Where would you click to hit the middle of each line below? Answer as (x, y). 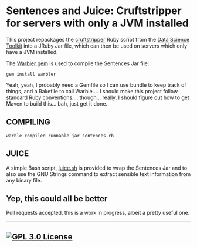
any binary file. (24, 180)
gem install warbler (31, 74)
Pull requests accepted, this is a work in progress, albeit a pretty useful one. (98, 213)
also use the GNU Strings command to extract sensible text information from (98, 174)
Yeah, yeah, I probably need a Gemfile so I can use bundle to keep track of (96, 85)
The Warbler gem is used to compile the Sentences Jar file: (78, 63)
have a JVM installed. (32, 52)
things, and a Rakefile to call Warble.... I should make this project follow (92, 91)
